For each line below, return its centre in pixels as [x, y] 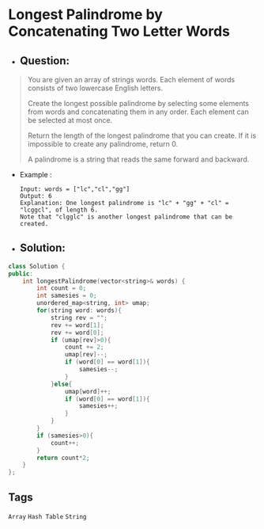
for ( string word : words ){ [79, 310]
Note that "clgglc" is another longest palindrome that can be [126, 217]
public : [21, 274]
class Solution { [37, 266]
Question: [44, 61]
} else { [61, 384]
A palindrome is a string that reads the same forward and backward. [138, 159]
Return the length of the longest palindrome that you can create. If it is [142, 135]
